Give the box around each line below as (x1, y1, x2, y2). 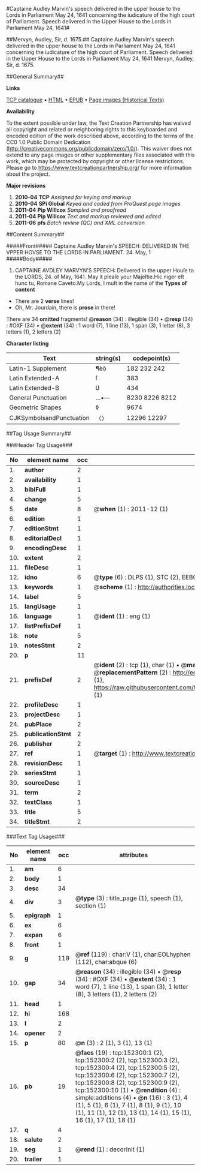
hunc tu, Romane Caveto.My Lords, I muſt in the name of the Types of (14, 280, 187, 287)
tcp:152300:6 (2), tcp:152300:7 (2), (75, 1071, 179, 1079)
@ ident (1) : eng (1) (93, 612, 151, 620)
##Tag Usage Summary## (6, 430, 72, 437)
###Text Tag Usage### (6, 833, 65, 840)
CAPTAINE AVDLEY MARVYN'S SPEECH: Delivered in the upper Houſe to (14, 267, 194, 274)
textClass (25, 798, 53, 806)
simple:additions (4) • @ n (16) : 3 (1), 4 (75, 1094, 188, 1101)
